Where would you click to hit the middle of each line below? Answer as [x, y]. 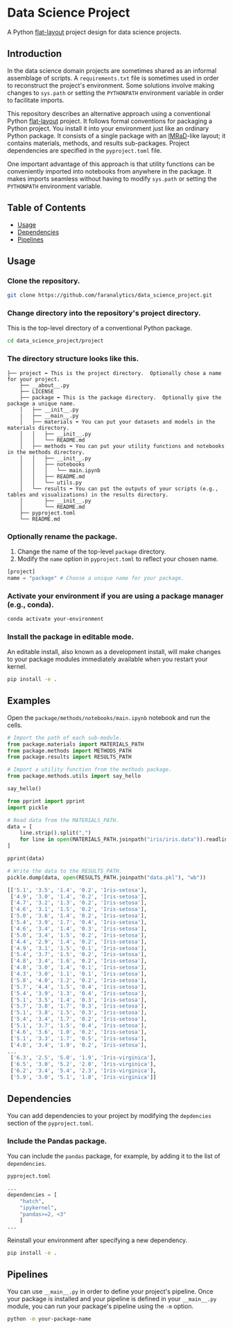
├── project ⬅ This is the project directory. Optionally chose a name [114, 373]
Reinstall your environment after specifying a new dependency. [97, 1240]
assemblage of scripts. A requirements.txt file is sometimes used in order [113, 78]
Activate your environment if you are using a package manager [115, 596]
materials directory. [38, 428]
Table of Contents [47, 208]
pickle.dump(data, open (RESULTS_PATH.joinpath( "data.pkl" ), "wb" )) [107, 877]
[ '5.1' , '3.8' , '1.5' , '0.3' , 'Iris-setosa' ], [79, 1013]
